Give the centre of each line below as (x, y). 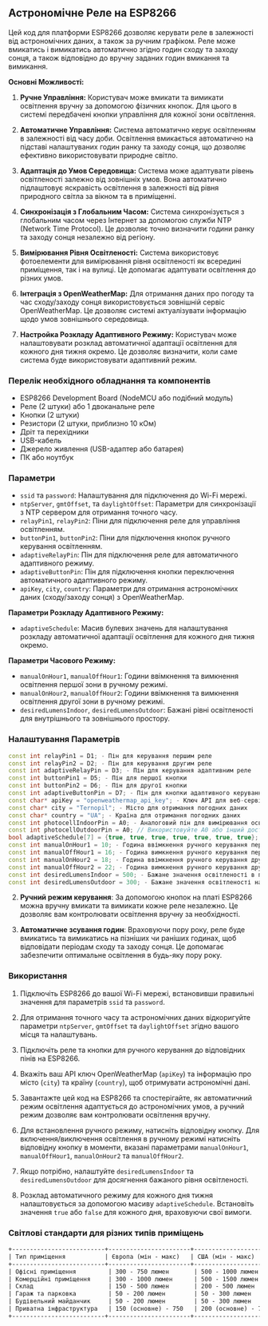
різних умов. (41, 278)
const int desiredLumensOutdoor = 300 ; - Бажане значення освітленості (130, 882)
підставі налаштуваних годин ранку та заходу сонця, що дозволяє (133, 146)
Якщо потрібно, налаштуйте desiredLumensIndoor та (106, 1171)
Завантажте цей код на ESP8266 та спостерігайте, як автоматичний (136, 1098)
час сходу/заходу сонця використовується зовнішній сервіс (122, 302)
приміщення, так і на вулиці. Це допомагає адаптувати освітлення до (138, 269)
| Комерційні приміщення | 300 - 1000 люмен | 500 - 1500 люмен (134, 1279)
